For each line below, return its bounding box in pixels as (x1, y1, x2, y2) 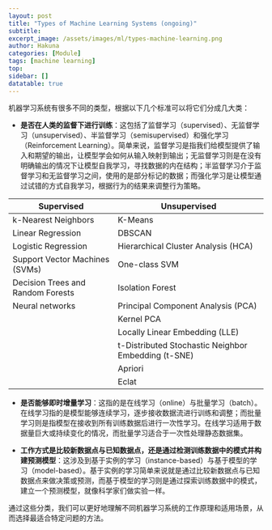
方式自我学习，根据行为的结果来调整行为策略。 (48, 180, 205, 190)
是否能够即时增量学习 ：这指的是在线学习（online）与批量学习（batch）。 (19, 397, 261, 407)
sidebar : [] (8, 72, 49, 80)
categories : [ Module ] (8, 49, 82, 57)
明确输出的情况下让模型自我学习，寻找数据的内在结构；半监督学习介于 (19, 160, 255, 170)
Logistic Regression (12, 240, 87, 252)
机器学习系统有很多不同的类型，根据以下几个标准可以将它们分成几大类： (8, 103, 249, 112)
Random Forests (12, 286, 74, 298)
